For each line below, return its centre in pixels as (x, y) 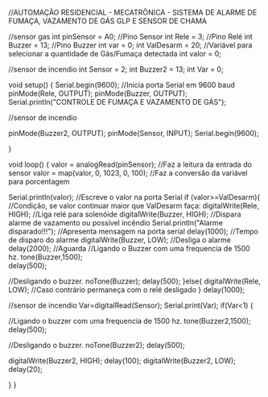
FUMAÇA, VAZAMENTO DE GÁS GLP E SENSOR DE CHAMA (108, 21)
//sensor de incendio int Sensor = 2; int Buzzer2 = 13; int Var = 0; (116, 69)
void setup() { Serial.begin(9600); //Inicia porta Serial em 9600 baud (122, 85)
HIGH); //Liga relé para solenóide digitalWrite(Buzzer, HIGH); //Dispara (125, 214)
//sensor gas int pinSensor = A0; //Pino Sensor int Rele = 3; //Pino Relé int (131, 37)
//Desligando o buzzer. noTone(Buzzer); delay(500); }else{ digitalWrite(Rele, (135, 281)
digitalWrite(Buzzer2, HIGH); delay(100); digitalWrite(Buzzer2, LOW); (122, 361)
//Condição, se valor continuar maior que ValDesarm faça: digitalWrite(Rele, (134, 206)
